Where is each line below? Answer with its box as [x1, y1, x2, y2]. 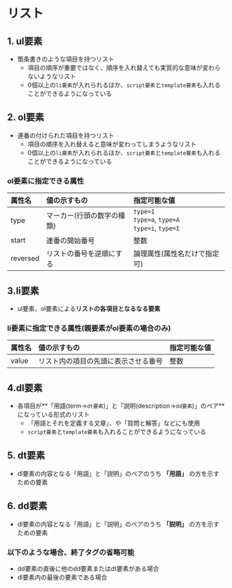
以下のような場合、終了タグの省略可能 [7, 547, 135, 557]
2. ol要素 [7, 111, 45, 124]
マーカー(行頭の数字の [46, 211, 119, 220]
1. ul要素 [7, 35, 43, 47]
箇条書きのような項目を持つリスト [17, 55, 115, 63]
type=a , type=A [133, 215, 180, 225]
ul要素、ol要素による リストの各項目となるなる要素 [17, 304, 161, 312]
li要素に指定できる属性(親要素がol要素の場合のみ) [7, 323, 171, 333]
